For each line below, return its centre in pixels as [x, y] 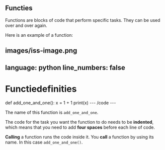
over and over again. [26, 25]
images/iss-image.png [41, 51]
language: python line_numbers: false [65, 67]
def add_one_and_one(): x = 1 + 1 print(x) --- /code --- [61, 103]
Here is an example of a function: [39, 35]
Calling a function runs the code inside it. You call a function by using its [80, 137]
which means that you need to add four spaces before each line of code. [80, 127]
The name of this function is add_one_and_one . [52, 112]
